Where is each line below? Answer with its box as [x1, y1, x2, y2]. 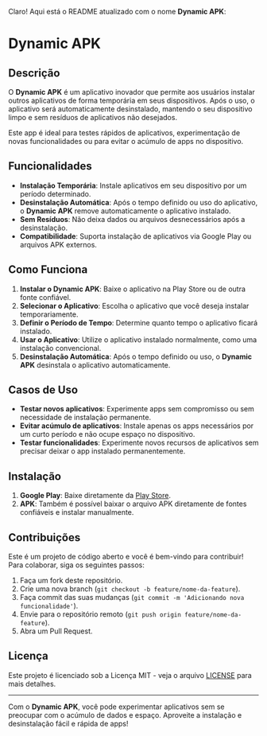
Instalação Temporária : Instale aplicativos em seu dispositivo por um [19, 181, 247, 190]
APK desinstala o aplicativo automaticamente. [19, 360, 171, 369]
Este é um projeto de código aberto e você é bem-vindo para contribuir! [8, 552, 244, 562]
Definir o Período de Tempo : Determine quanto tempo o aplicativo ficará [19, 317, 258, 327]
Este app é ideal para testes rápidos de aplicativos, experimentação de [8, 128, 241, 138]
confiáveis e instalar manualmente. [19, 508, 134, 517]
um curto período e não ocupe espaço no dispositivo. [19, 430, 195, 439]
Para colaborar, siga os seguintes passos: [8, 560, 145, 570]
